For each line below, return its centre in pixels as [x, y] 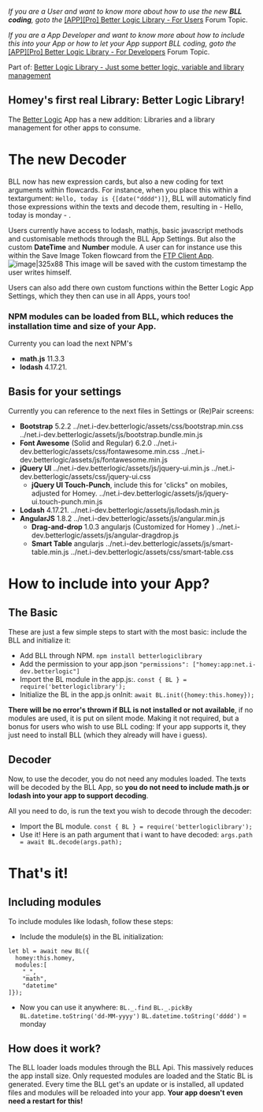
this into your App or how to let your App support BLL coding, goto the [122, 43]
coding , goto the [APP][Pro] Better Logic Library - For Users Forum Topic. [128, 20]
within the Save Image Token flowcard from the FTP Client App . [111, 255]
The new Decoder [67, 159]
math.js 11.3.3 [42, 359]
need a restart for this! [46, 1101]
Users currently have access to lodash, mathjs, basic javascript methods [126, 230]
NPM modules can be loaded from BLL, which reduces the [121, 316]
